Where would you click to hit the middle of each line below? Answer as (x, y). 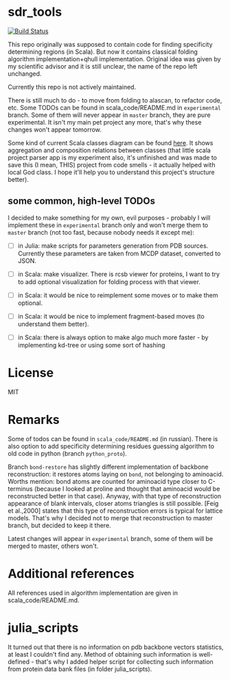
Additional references (71, 574)
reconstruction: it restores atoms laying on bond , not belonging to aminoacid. (116, 474)
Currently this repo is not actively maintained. (72, 87)
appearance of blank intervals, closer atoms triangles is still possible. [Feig (113, 503)
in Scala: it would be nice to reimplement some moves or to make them (118, 295)
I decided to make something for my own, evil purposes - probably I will (109, 217)
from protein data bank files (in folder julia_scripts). (80, 669)
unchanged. (25, 74)
